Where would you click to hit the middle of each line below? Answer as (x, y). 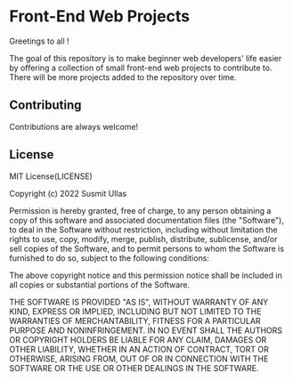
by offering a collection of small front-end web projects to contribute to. (141, 68)
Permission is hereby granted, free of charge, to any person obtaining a (140, 210)
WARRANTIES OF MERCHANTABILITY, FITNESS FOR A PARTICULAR (135, 320)
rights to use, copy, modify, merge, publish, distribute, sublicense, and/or (143, 239)
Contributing (45, 105)
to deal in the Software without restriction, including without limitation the (143, 230)
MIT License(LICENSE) (51, 176)
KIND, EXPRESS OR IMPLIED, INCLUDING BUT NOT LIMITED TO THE (135, 311)
